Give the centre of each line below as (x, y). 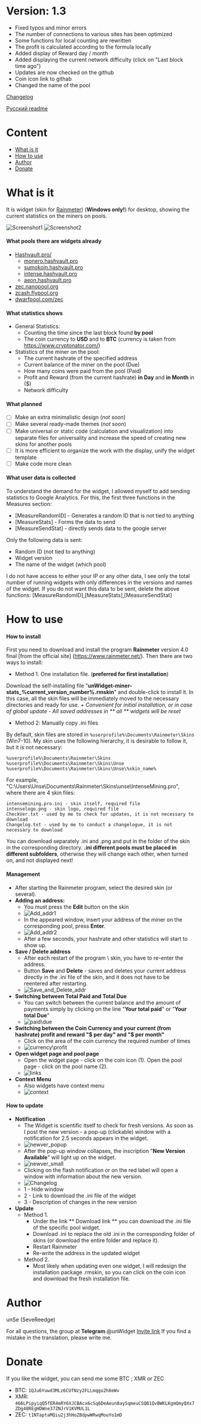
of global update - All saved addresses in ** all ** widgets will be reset (94, 711)
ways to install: (25, 663)
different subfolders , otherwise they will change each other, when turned (97, 854)
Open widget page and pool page (57, 1053)
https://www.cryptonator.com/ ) (62, 345)
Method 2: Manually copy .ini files (57, 723)
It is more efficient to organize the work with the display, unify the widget (105, 450)
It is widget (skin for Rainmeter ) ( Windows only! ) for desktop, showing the (98, 209)
